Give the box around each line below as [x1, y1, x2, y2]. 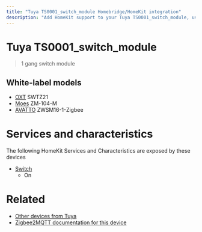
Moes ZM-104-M [14, 100, 57, 107]
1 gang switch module [20, 60, 75, 67]
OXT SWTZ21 [14, 94, 48, 101]
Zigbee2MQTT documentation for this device [14, 219, 127, 226]
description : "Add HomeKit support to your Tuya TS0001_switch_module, [6, 14, 189, 20]
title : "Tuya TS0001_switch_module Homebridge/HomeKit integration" [6, 8, 182, 15]
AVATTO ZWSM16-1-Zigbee [14, 106, 84, 114]
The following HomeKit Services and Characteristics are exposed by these [6, 147, 191, 154]
